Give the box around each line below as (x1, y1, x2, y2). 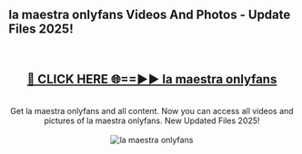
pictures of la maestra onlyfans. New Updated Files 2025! (44, 115, 260, 126)
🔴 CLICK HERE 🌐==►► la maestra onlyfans (26, 72, 277, 87)
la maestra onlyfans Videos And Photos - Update (8, 7, 291, 23)
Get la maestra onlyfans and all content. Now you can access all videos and (10, 105, 294, 116)
